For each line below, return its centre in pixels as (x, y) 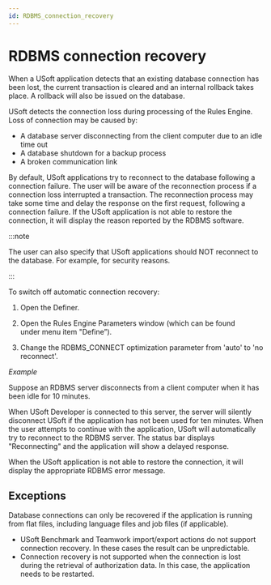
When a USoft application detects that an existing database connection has (134, 79)
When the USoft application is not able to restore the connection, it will (126, 462)
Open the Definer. (50, 307)
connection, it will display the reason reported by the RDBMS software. (126, 220)
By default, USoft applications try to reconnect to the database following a (132, 177)
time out (34, 144)
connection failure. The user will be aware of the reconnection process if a (133, 186)
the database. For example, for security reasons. (89, 260)
